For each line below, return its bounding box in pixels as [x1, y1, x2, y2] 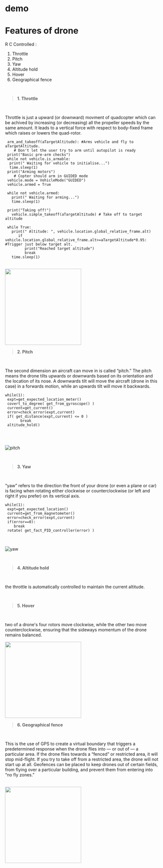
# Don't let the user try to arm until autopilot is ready [14, 148, 136, 153]
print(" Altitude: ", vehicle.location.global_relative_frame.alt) [11, 229, 151, 234]
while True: [7, 225, 32, 230]
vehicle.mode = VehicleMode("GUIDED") [7, 178, 86, 183]
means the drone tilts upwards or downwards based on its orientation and [5, 373, 153, 379]
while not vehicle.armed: [7, 191, 60, 196]
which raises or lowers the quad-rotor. [5, 130, 82, 136]
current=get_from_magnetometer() [7, 511, 75, 516]
